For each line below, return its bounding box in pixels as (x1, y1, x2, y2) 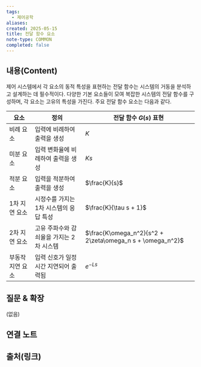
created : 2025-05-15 (6, 25, 58, 32)
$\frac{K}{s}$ (85, 178, 123, 187)
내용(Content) (6, 66, 58, 76)
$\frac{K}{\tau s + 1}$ (85, 203, 147, 211)
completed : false (6, 43, 50, 48)
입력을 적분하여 (35, 174, 75, 183)
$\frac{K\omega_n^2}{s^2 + (85, 229, 164, 237)
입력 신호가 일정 (35, 253, 77, 261)
